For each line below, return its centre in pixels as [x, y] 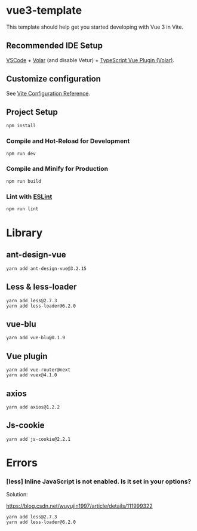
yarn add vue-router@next [38, 370]
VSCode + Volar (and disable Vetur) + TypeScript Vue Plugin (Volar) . [90, 60]
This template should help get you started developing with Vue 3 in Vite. [95, 27]
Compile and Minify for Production [57, 169]
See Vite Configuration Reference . [48, 93]
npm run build [24, 181]
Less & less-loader [41, 287]
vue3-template [44, 10]
